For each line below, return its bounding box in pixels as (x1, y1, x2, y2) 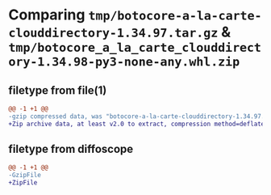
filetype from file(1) (8, 83, 107, 97)
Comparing (8, 6, 85, 24)
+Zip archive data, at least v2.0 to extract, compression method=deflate (8, 120, 265, 128)
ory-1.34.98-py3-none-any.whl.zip (8, 54, 240, 70)
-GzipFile (8, 172, 42, 180)
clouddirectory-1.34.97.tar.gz (8, 26, 219, 41)
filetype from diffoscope (8, 142, 134, 156)
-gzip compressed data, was (8, 112, 103, 121)
